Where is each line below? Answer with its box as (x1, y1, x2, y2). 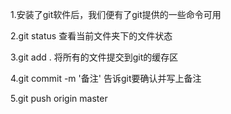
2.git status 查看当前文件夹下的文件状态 (10, 30, 173, 42)
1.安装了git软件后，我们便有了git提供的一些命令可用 (10, 9, 222, 20)
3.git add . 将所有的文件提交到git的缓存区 (10, 51, 179, 63)
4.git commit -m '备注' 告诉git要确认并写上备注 (10, 73, 202, 84)
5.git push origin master (10, 93, 108, 104)
